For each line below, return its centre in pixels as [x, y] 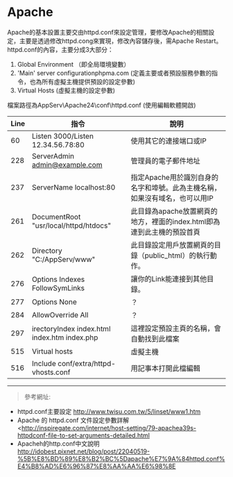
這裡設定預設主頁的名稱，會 [176, 328]
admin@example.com [67, 165]
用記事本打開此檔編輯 [166, 368]
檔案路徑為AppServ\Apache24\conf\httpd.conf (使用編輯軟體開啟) [102, 105]
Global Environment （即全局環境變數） [74, 64]
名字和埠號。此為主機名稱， [176, 187]
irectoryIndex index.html [71, 328]
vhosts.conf [51, 372]
